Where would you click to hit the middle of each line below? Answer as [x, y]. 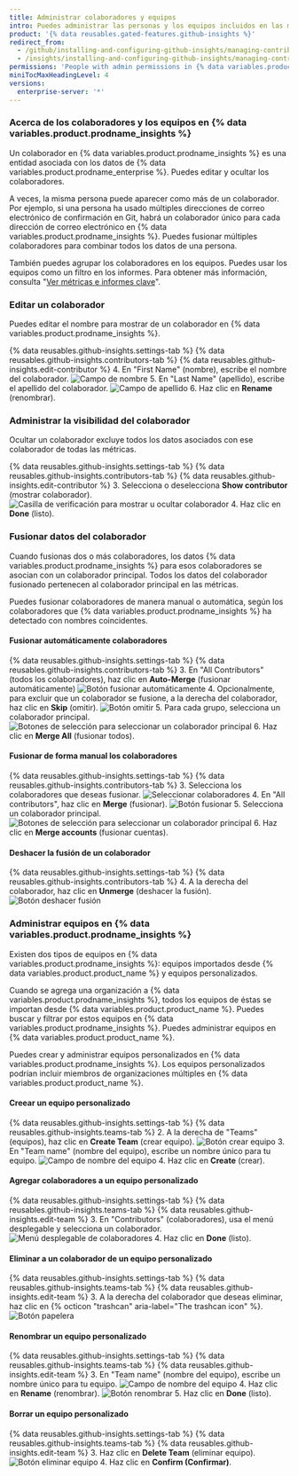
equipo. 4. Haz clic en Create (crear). [137, 1160]
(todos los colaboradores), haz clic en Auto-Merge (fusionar [120, 679]
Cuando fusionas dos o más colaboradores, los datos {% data [122, 556]
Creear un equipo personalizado [70, 1103]
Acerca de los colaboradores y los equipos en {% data [128, 122]
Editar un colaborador [57, 304]
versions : [27, 83]
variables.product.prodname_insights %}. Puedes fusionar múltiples [133, 236]
